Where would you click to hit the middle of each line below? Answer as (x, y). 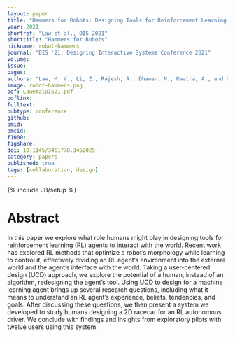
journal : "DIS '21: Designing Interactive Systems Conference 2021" (109, 53)
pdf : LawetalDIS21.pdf (40, 92)
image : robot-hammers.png (45, 85)
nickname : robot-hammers (43, 46)
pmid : (15, 124)
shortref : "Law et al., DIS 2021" (58, 33)
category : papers (33, 157)
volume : (19, 59)
